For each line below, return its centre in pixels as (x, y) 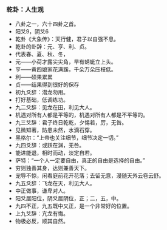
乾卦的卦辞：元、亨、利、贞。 (52, 47)
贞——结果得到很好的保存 (47, 85)
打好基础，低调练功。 (42, 100)
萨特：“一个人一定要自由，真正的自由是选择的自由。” (80, 161)
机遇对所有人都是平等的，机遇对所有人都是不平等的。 (82, 115)
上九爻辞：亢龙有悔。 (42, 214)
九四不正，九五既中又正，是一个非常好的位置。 (73, 206)
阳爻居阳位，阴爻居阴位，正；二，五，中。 (68, 198)
